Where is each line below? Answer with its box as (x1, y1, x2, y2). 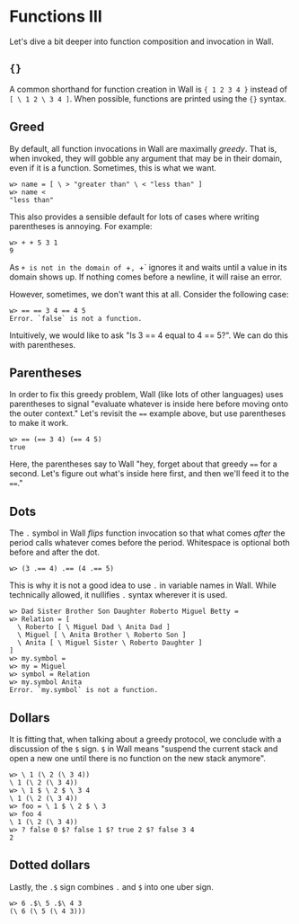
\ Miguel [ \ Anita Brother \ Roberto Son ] (17, 631, 187, 640)
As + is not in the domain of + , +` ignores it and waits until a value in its (9, 262, 287, 272)
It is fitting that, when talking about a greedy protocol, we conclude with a (9, 734, 282, 744)
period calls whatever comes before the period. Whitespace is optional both (9, 538, 290, 548)
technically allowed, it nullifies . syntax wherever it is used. (9, 590, 228, 600)
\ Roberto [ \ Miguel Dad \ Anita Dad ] (17, 623, 171, 632)
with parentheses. (9, 339, 76, 350)
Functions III (9, 6, 103, 27)
